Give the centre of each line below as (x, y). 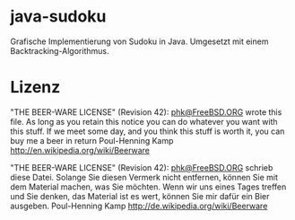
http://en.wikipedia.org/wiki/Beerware (80, 150)
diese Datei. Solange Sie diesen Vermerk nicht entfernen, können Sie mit (144, 177)
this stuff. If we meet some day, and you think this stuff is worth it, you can (147, 131)
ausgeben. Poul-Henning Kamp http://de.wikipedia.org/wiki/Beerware (139, 206)
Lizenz (35, 88)
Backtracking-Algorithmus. (60, 50)
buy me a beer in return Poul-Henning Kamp (92, 140)
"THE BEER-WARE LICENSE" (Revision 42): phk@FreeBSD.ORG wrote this (146, 112)
